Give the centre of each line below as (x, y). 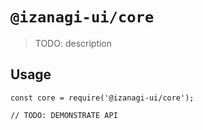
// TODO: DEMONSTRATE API (64, 115)
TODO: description (73, 43)
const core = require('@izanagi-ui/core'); (102, 98)
